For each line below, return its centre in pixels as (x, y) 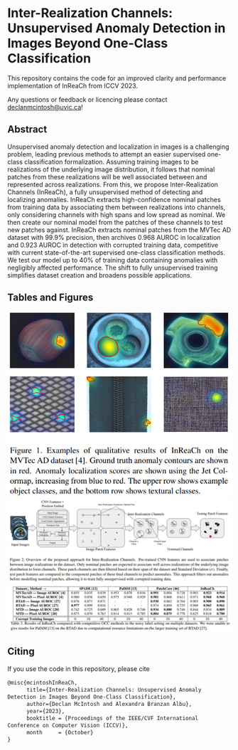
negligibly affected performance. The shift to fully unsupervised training (113, 268)
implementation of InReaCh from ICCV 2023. (73, 85)
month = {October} (60, 732)
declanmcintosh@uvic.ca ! (45, 107)
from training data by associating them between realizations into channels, (117, 207)
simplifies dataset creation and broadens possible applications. (100, 275)
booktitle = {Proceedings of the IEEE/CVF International (112, 718)
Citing (21, 651)
